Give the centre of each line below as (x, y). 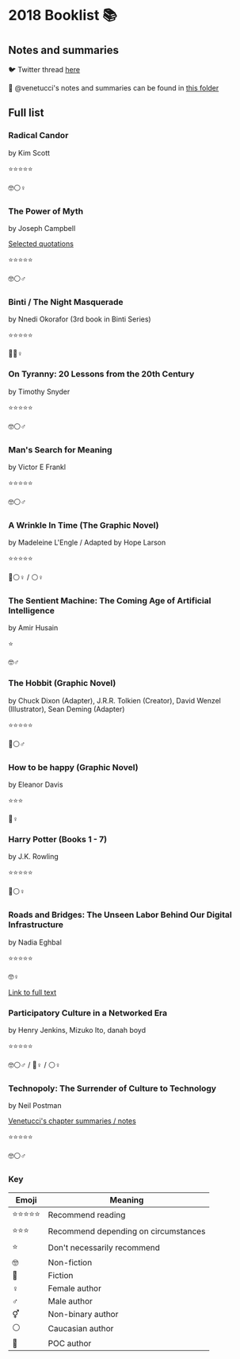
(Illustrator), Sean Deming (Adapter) (67, 709)
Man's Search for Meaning (60, 449)
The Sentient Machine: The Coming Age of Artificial (110, 601)
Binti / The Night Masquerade (66, 302)
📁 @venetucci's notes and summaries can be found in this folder (114, 88)
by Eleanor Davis (36, 785)
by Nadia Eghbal (35, 942)
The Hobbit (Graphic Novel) (62, 683)
